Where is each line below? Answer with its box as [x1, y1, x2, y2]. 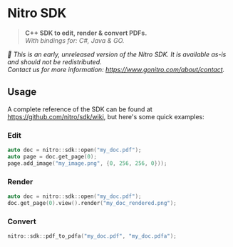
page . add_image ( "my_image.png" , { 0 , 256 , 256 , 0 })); [7, 159, 167, 167]
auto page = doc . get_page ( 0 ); [7, 153, 98, 160]
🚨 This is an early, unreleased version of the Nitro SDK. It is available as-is [7, 50, 227, 59]
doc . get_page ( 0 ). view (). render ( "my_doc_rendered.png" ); [7, 199, 177, 206]
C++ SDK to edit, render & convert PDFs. [24, 29, 147, 37]
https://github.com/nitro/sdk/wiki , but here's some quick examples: [7, 112, 204, 121]
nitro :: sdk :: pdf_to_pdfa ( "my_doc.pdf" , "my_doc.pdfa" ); [7, 233, 177, 240]
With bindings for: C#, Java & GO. [24, 36, 125, 44]
